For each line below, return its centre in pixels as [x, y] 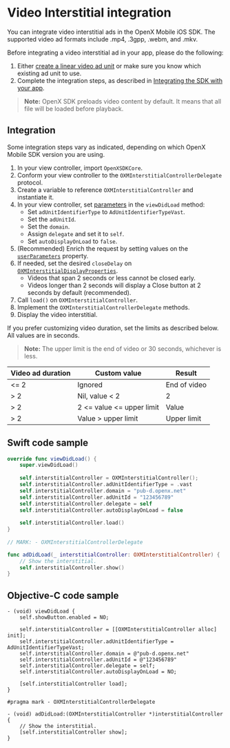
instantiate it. [35, 197]
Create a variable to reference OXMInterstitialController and [105, 190]
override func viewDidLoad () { [52, 459]
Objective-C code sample [63, 595]
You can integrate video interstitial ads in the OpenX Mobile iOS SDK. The [111, 32]
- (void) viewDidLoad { [41, 612]
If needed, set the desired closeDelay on [74, 263]
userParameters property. [53, 256]
